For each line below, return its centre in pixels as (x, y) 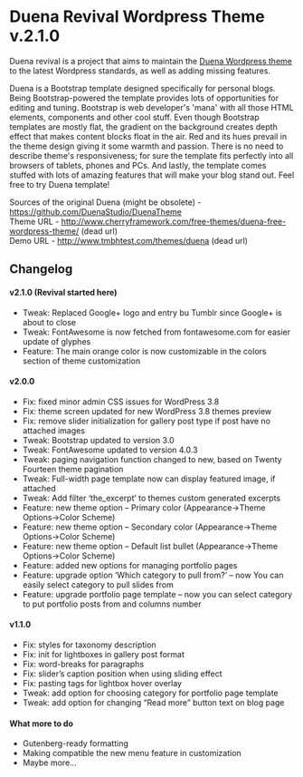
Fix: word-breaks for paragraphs (83, 664)
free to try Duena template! (60, 184)
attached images (54, 430)
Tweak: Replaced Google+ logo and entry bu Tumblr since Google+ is (152, 312)
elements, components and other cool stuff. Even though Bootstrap (134, 117)
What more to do (42, 724)
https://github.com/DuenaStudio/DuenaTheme (96, 211)
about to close (49, 322)
